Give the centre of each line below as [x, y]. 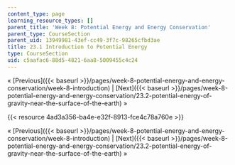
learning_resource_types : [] [50, 21]
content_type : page [36, 14]
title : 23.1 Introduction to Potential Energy [77, 47]
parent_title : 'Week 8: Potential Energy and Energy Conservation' [109, 27]
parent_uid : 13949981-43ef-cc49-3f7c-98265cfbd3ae [84, 41]
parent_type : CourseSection [49, 34]
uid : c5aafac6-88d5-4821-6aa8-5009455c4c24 [73, 60]
